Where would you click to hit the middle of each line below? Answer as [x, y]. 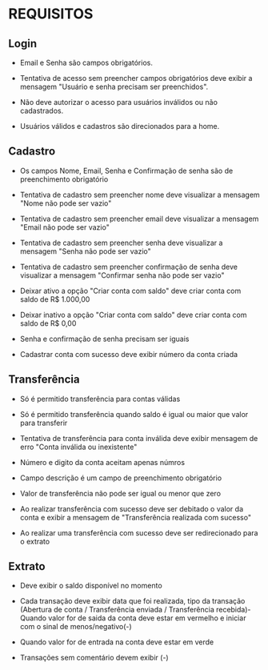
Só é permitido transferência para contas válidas [100, 399]
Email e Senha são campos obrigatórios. [86, 62]
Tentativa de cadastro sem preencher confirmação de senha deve [129, 267]
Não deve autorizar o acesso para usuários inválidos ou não [119, 102]
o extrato [35, 541]
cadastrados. [42, 110]
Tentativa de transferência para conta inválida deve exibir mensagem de [139, 438]
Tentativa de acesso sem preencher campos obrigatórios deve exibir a [136, 78]
